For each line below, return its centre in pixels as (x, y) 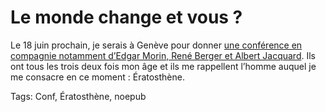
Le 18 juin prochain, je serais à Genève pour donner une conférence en (156, 45)
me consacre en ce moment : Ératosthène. (97, 77)
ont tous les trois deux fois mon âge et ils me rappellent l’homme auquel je (163, 66)
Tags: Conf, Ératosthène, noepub (78, 96)
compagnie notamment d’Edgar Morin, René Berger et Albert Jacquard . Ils (163, 55)
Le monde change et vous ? (126, 17)
